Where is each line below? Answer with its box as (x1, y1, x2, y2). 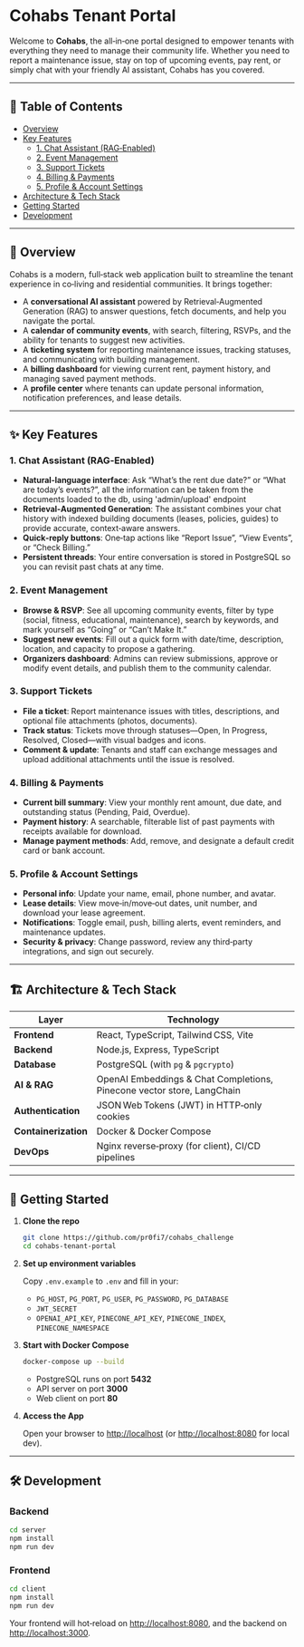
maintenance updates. (22, 926, 107, 938)
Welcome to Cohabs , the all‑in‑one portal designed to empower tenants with (9, 35, 294, 46)
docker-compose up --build (22, 1357, 125, 1366)
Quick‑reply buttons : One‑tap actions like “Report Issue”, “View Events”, (22, 532, 294, 544)
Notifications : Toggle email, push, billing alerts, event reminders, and (22, 917, 281, 928)
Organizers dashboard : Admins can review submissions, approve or (22, 653, 279, 664)
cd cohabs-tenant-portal (22, 1241, 117, 1251)
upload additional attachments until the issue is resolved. (22, 753, 235, 764)
